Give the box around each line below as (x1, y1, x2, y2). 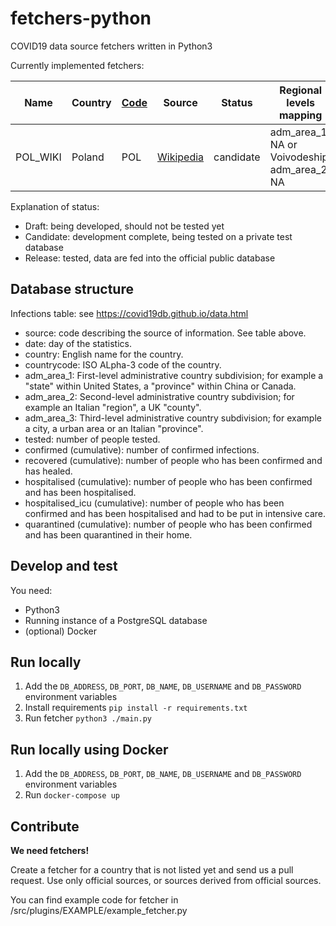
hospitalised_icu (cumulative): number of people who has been (24, 497, 285, 509)
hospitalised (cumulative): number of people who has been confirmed (24, 475, 313, 487)
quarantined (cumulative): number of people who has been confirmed (24, 518, 313, 530)
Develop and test (10, 558, 118, 575)
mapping (278, 108, 323, 122)
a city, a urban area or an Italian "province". (24, 422, 204, 434)
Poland (71, 150, 105, 164)
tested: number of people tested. (24, 433, 161, 445)
